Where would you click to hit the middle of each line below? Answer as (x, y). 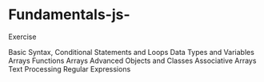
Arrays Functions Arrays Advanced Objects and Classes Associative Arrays (132, 61)
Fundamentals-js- (69, 15)
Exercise (22, 37)
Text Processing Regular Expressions (70, 68)
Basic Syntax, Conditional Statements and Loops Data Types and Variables (131, 52)
